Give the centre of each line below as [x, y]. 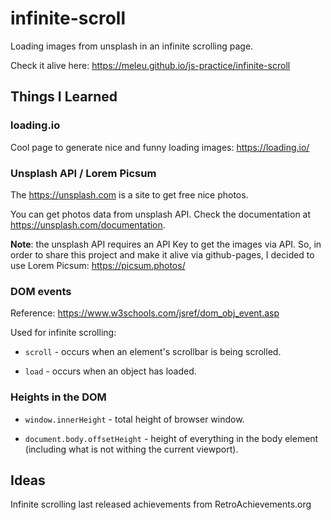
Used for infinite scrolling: [63, 333]
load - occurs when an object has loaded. [110, 371]
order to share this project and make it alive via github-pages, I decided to [162, 254]
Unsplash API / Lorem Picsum [83, 173]
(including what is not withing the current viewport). [131, 449]
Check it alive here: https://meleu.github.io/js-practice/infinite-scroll [150, 65]
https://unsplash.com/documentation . [88, 224]
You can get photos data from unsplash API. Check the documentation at [161, 214]
